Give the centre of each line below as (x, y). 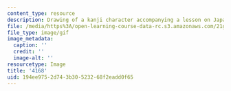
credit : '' (29, 52)
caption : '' (31, 45)
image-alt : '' (33, 58)
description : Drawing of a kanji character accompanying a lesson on (109, 20)
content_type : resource (41, 13)
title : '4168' (27, 70)
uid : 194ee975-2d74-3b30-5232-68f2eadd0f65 (70, 77)
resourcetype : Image (37, 64)
